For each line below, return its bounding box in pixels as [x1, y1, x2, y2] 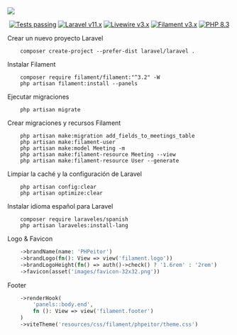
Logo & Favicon [7, 234, 53, 243]
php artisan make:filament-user [20, 138, 116, 145]
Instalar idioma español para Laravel [7, 202, 114, 210]
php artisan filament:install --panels [20, 80, 138, 87]
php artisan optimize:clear [20, 190, 103, 197]
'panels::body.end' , [33, 301, 94, 308]
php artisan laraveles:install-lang [20, 222, 129, 229]
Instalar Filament [7, 60, 56, 68]
